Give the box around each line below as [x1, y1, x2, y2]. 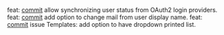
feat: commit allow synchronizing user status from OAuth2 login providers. [7, 6, 218, 14]
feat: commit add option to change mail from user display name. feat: [7, 13, 203, 21]
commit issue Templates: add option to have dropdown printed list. [7, 21, 196, 28]
